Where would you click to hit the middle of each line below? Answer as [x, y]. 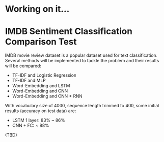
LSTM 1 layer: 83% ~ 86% [39, 120]
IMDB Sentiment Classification [69, 32]
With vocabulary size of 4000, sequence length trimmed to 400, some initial [82, 106]
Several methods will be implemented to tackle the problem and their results [82, 61]
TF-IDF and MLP [29, 81]
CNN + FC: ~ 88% [30, 125]
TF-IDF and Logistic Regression [44, 75]
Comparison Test [41, 42]
